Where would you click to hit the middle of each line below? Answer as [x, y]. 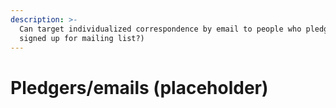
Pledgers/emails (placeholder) [139, 87]
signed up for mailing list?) [82, 38]
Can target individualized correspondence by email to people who [160, 29]
